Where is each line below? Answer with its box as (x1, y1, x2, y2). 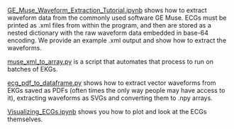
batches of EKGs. (7, 65, 58, 73)
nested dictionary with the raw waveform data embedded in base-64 (7, 28, 209, 37)
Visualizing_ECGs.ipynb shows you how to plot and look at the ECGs (7, 108, 207, 116)
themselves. (7, 115, 43, 123)
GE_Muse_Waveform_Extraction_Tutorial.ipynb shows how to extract (7, 6, 207, 14)
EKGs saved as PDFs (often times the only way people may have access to (7, 86, 225, 94)
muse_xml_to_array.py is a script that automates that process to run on (7, 57, 214, 66)
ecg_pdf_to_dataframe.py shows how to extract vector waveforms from (7, 79, 216, 87)
